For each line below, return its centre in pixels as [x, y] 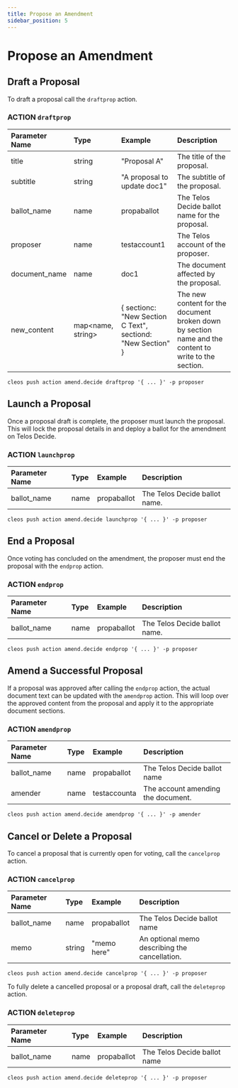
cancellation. [160, 957]
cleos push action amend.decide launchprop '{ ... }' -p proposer [107, 519]
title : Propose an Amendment [50, 14]
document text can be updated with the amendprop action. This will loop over [118, 695]
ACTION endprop [35, 584]
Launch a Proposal [49, 404]
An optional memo [170, 939]
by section [194, 330]
